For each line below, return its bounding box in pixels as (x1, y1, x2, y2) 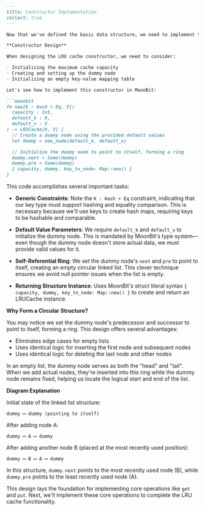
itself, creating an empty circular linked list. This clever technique (15, 264, 179, 271)
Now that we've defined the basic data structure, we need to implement (6, 31, 195, 37)
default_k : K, (12, 115, 51, 121)
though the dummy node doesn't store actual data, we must (29, 239, 179, 246)
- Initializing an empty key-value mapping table (6, 76, 135, 82)
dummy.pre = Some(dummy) (12, 160, 75, 166)
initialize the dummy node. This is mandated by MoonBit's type (15, 233, 174, 239)
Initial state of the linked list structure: (6, 399, 101, 406)
